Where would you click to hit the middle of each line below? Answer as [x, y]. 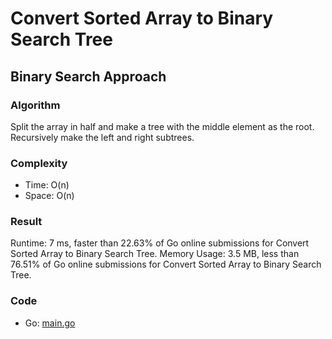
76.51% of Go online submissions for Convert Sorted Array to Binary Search [166, 264]
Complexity [39, 163]
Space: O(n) [49, 196]
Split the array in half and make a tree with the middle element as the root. [162, 126]
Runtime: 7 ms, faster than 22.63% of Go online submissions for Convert [160, 243]
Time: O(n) [47, 185]
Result [26, 222]
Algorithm [35, 105]
